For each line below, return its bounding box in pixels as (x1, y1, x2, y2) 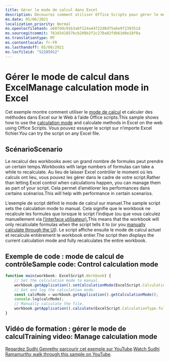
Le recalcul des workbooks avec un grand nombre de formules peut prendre (5, 158, 163, 164)
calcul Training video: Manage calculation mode (5, 332, 157, 341)
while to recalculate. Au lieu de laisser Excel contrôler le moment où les (5, 169, 153, 175)
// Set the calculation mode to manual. (14, 278, 100, 283)
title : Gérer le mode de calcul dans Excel (5, 7, 98, 13)
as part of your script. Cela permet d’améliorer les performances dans (5, 185, 150, 191)
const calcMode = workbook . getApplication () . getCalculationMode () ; (14, 292, 158, 297)
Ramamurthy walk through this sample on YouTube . (5, 351, 112, 357)
